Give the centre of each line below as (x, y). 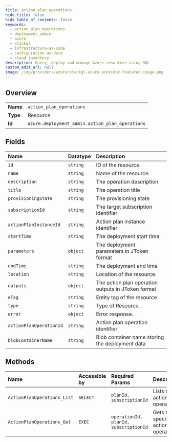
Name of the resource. (123, 173)
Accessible (92, 376)
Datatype (79, 156)
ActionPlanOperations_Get (39, 422)
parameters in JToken (122, 251)
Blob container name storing (130, 337)
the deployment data (121, 343)
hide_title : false (25, 15)
